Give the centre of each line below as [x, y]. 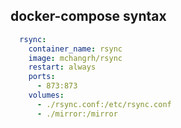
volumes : [46, 95]
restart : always [62, 67]
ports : [42, 77]
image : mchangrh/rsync [75, 58]
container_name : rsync [75, 49]
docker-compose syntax [88, 16]
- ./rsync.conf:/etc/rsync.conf [104, 104]
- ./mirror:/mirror [77, 114]
